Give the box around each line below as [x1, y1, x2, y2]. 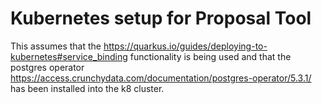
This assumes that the [10, 40, 102, 52]
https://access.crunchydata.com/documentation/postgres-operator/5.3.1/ [10, 72, 312, 84]
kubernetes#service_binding [10, 50, 128, 62]
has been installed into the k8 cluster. [10, 82, 165, 94]
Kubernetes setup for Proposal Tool [10, 7, 312, 30]
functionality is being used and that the [129, 50, 292, 62]
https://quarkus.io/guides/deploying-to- [103, 40, 268, 52]
